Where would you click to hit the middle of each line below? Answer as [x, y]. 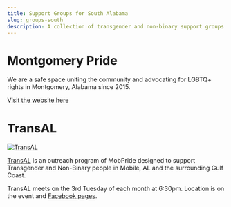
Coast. [17, 175]
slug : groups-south [35, 20]
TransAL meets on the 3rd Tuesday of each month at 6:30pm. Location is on [116, 189]
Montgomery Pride [62, 60]
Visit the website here [38, 100]
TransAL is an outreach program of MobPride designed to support [101, 161]
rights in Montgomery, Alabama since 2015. [69, 87]
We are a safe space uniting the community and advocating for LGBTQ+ [110, 79]
